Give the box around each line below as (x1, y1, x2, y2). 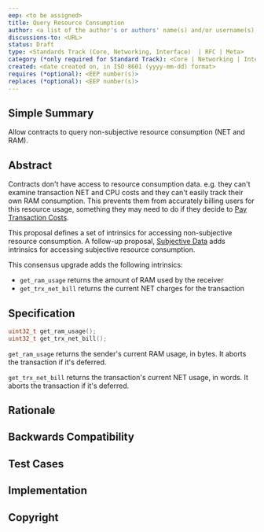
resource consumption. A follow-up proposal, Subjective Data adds (8, 237, 226, 246)
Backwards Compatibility (8, 430, 135, 444)
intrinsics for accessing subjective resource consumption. (8, 245, 196, 254)
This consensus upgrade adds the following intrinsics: (8, 260, 183, 270)
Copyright (8, 511, 59, 524)
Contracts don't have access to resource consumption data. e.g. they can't (8, 179, 251, 189)
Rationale (8, 404, 56, 417)
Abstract (8, 158, 53, 172)
